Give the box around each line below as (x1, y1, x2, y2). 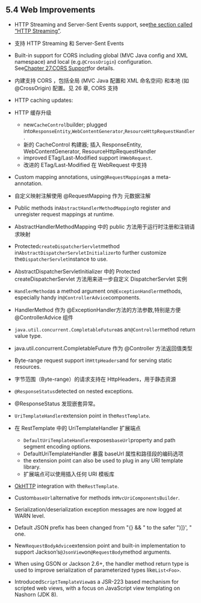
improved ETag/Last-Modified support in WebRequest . (23, 154, 153, 161)
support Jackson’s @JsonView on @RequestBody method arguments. (14, 548, 172, 555)
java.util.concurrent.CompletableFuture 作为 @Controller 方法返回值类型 (14, 345, 193, 352)
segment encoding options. (23, 443, 91, 450)
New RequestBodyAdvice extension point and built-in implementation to (14, 542, 186, 549)
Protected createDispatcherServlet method (14, 242, 120, 249)
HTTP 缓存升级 (14, 108, 52, 116)
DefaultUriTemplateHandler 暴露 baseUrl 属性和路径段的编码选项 (23, 450, 184, 457)
